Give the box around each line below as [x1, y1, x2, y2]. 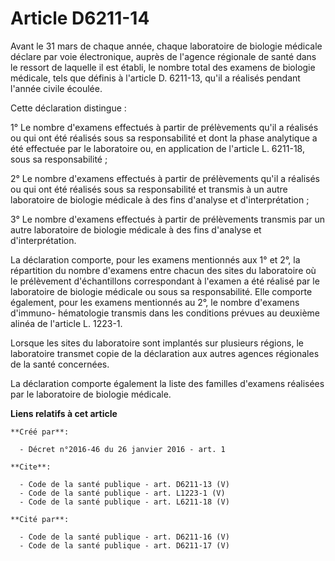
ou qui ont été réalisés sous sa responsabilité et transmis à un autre [10, 183, 288, 195]
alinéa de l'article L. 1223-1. [10, 317, 123, 329]
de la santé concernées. [10, 358, 110, 370]
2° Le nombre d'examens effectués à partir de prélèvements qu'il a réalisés [10, 172, 320, 184]
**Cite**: [10, 462, 52, 472]
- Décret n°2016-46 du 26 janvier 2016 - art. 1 [19, 444, 226, 454]
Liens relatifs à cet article [10, 407, 118, 419]
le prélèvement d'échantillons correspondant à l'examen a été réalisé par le [10, 275, 320, 287]
